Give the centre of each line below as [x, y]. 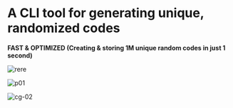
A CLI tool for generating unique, [106, 13]
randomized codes [64, 28]
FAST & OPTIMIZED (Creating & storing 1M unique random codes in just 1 [116, 48]
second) [20, 55]
